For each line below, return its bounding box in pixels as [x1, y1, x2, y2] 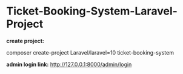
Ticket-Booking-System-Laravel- [6, 4, 178, 18]
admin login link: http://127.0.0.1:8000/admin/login [6, 61, 132, 68]
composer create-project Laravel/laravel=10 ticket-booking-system [6, 49, 175, 56]
